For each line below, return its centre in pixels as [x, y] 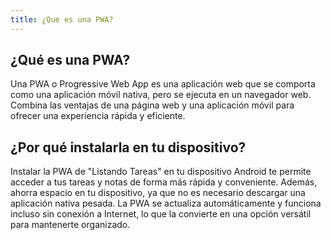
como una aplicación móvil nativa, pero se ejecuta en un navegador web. [161, 95]
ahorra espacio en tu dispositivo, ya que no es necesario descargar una [158, 193]
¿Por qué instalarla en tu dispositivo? [128, 147]
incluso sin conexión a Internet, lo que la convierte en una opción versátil [161, 214]
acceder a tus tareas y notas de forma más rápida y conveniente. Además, [164, 182]
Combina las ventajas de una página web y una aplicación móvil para [152, 105]
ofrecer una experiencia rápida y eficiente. [98, 116]
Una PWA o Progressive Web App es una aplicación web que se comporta [163, 84]
